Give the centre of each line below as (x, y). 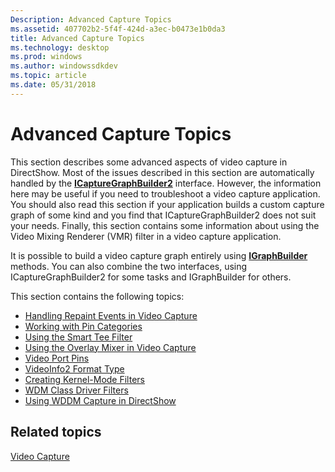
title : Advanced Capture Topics (77, 38)
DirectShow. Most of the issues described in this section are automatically (162, 172)
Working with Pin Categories (83, 326)
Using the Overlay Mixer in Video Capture (110, 347)
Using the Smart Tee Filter (78, 337)
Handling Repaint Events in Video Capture (111, 315)
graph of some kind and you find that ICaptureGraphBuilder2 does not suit (163, 215)
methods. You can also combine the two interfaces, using (129, 266)
